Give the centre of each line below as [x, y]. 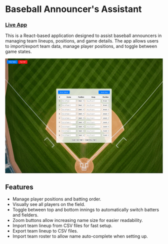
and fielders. [25, 215]
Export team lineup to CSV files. [45, 231]
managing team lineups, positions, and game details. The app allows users [82, 41]
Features [19, 187]
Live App [16, 25]
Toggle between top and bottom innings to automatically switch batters [85, 210]
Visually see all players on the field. [49, 204]
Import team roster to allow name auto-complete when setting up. [80, 236]
